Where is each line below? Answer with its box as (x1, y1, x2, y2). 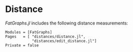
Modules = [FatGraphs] (5, 29, 52, 34)
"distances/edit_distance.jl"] (31, 38, 97, 43)
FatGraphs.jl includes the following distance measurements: (5, 20, 129, 26)
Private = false (5, 42, 39, 48)
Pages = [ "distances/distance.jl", (5, 34, 86, 39)
